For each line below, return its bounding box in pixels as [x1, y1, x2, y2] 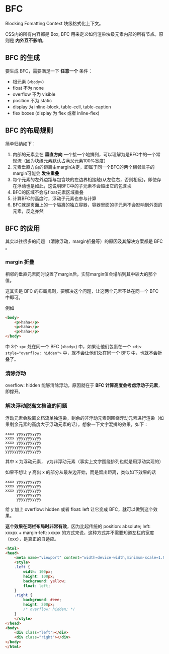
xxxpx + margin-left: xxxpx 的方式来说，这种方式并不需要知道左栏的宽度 [5, 530, 154, 536]
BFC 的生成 [5, 53, 40, 62]
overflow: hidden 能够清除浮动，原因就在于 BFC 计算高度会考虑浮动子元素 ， [5, 382, 162, 388]
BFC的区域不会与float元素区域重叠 [12, 189, 84, 195]
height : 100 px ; [23, 574, 55, 579]
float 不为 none [12, 85, 44, 91]
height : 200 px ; [23, 602, 55, 607]
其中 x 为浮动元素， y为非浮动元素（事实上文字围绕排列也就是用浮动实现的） [5, 458, 164, 464]
